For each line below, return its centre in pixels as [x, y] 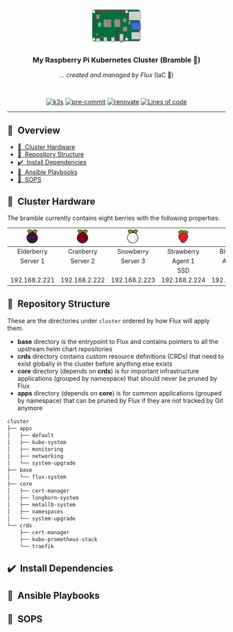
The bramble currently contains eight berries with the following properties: [114, 218]
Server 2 [83, 261]
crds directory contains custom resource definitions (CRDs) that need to [120, 356]
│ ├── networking [35, 456]
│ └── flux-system [37, 477]
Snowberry [133, 251]
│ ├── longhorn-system [43, 497]
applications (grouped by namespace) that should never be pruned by [117, 378]
